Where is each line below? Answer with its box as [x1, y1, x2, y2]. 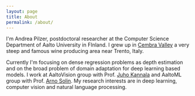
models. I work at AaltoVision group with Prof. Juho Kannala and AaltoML [6, 71, 182, 79]
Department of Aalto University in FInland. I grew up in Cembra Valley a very [6, 41, 190, 48]
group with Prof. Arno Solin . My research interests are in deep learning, [6, 77, 177, 84]
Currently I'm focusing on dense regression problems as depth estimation [6, 59, 183, 66]
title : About [6, 14, 38, 20]
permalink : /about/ [6, 19, 54, 25]
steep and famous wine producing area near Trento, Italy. [6, 48, 144, 55]
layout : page [6, 8, 38, 15]
